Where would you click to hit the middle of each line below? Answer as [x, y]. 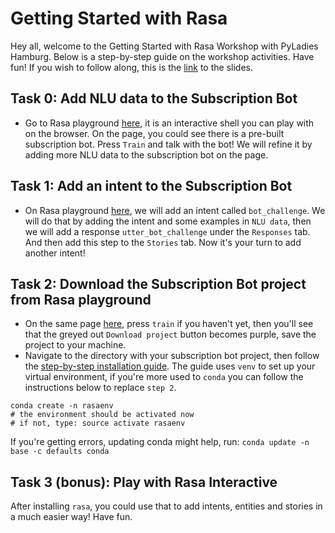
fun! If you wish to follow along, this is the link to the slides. [131, 67]
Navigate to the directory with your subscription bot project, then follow [172, 356]
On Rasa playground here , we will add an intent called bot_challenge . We [175, 210]
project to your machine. [75, 345]
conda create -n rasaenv [62, 406]
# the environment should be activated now [102, 415]
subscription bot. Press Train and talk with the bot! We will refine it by [168, 144]
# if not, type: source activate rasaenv [98, 423]
